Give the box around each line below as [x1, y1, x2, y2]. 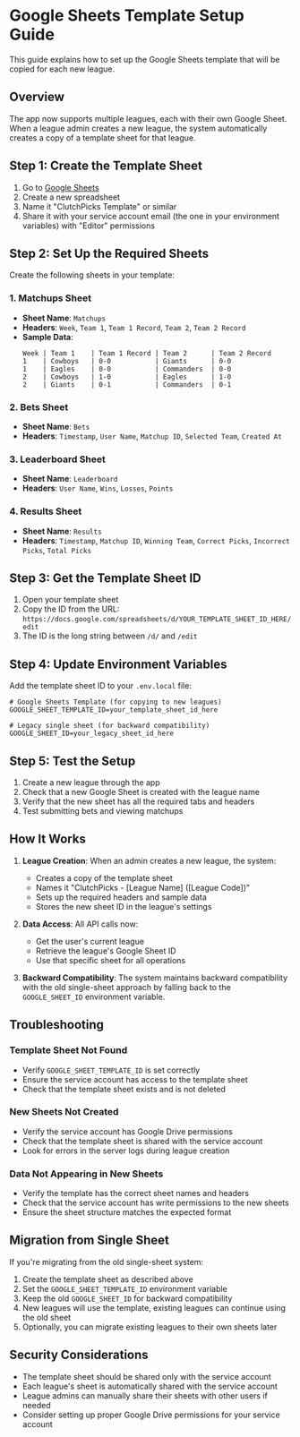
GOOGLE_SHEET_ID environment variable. [21, 991, 166, 1002]
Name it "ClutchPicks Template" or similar [21, 201, 177, 211]
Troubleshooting [9, 1017, 105, 1032]
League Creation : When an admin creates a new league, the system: [21, 855, 277, 866]
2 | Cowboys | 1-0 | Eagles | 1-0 [21, 372, 232, 381]
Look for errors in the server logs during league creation [21, 1145, 230, 1156]
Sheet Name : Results [21, 526, 102, 536]
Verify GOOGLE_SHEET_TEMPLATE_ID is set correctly [21, 1065, 201, 1075]
